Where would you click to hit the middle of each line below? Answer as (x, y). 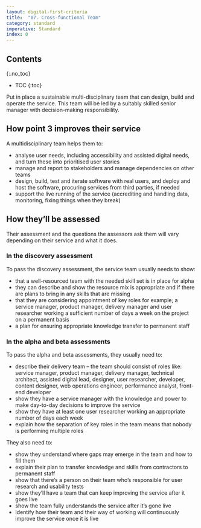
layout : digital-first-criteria (47, 12)
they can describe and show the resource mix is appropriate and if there (105, 287)
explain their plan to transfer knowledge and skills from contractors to (101, 467)
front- (187, 386)
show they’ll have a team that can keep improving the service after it (100, 493)
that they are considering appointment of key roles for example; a (96, 300)
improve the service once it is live (57, 519)
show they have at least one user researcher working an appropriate (100, 412)
